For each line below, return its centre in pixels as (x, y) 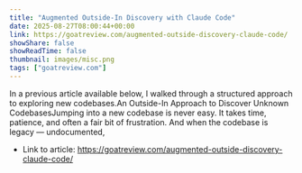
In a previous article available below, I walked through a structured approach (151, 93)
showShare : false (42, 43)
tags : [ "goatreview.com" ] (58, 68)
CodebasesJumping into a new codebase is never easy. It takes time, (138, 113)
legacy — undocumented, (57, 132)
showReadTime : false (48, 51)
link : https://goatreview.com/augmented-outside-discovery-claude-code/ (149, 34)
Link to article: (49, 149)
